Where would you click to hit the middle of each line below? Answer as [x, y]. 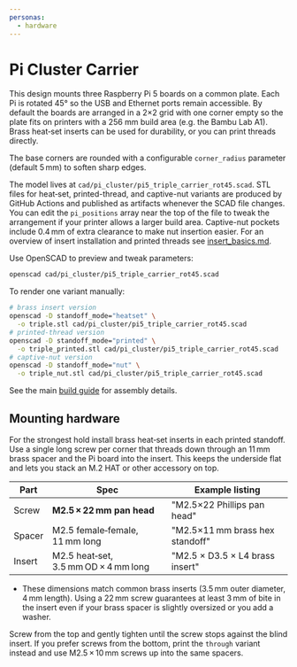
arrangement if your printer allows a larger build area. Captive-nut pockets [145, 222]
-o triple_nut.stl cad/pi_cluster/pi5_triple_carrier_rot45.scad [140, 374]
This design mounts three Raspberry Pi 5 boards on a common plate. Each [145, 94]
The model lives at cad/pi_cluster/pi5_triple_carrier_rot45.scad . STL [140, 185]
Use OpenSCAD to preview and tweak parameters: [101, 259]
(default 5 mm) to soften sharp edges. [78, 167]
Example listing [227, 490]
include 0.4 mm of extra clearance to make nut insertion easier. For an [137, 232]
